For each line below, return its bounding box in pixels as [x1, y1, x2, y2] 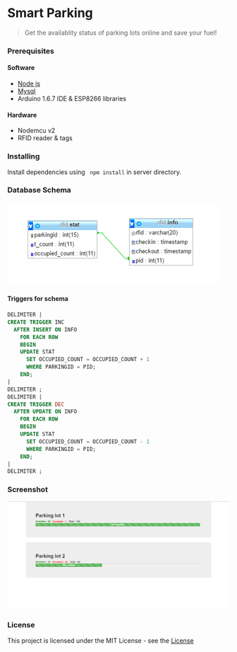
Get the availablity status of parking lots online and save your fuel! [24, 28, 217, 37]
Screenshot [7, 485, 48, 495]
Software [7, 64, 35, 72]
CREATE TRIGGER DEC [7, 401, 65, 408]
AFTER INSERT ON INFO [13, 326, 78, 333]
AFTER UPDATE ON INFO [13, 408, 78, 416]
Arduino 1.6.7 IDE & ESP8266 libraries [17, 94, 127, 103]
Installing [7, 151, 40, 161]
